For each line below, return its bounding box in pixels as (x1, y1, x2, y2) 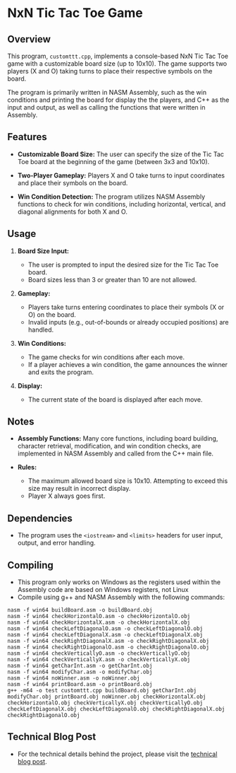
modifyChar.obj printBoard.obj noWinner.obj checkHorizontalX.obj (7, 693, 206, 701)
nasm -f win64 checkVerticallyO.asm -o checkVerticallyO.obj (7, 650, 191, 657)
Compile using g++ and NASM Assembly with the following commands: (17, 593, 225, 602)
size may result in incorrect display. (27, 484, 131, 493)
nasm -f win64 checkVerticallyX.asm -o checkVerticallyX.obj (7, 656, 191, 663)
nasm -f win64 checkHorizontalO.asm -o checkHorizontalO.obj (7, 613, 191, 620)
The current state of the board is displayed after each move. (27, 395, 203, 404)
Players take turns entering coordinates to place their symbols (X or (27, 303, 225, 311)
